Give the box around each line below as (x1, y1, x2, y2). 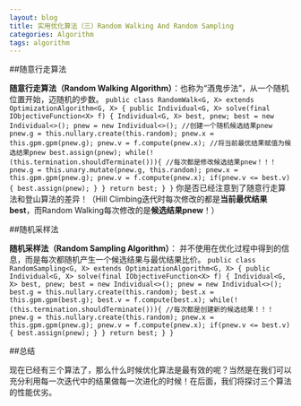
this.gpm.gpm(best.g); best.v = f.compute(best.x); (9, 296, 206, 305)
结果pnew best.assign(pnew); (15, 149, 123, 158)
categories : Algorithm (9, 30, 94, 39)
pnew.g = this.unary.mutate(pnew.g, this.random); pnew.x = (9, 166, 239, 175)
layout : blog (9, 13, 58, 22)
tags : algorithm (9, 38, 70, 48)
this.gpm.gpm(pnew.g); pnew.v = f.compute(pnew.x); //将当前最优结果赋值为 (9, 139, 285, 148)
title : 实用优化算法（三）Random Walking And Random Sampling (9, 22, 235, 30)
